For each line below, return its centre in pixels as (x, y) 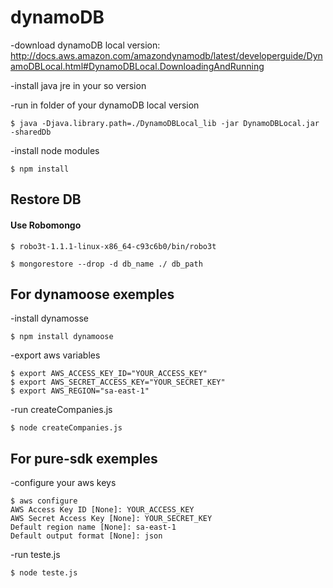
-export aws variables (55, 355)
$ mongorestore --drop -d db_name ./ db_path (106, 264)
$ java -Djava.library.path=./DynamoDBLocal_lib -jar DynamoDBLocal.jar (165, 123)
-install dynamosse (49, 318)
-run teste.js (35, 555)
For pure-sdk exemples (84, 458)
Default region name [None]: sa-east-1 (93, 527)
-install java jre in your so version (78, 85)
